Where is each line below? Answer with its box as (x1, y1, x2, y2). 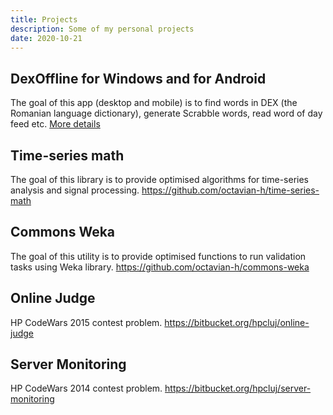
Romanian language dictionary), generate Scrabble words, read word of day (10, 107, 323, 120)
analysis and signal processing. (10, 184, 140, 196)
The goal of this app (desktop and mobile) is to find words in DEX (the (10, 97, 298, 109)
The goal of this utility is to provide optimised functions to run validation (10, 250, 307, 262)
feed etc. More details (10, 118, 101, 130)
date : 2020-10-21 (10, 33, 83, 43)
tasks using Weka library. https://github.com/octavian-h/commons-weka (10, 261, 310, 273)
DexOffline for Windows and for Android (10, 70, 267, 87)
